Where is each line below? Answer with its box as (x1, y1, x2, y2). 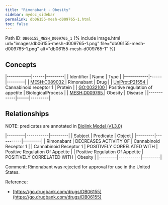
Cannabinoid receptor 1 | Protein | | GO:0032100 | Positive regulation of (5, 84, 153, 90)
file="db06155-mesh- (100, 41, 145, 47)
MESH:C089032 (30, 79, 64, 85)
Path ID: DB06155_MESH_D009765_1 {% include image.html (5, 35, 121, 41)
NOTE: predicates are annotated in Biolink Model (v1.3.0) (5, 123, 122, 129)
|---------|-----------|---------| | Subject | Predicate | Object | (5, 133, 134, 139)
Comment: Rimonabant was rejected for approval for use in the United (5, 164, 150, 170)
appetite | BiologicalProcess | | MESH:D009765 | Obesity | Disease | (5, 90, 146, 96)
